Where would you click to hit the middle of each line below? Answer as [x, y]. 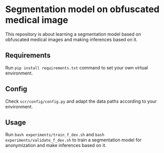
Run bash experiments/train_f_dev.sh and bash [55, 135]
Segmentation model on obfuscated [82, 9]
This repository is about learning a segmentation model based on [73, 34]
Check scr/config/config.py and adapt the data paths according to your [81, 101]
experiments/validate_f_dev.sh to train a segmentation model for [73, 140]
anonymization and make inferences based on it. [56, 145]
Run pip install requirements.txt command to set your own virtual [77, 67]
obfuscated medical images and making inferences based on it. [71, 40]
